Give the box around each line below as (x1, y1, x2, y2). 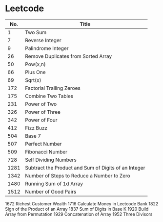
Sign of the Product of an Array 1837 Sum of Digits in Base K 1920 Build (5, 206, 149, 212)
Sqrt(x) (25, 76, 41, 83)
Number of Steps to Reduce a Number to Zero (25, 172, 130, 179)
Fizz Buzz (25, 124, 48, 131)
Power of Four (25, 116, 58, 123)
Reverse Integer (25, 37, 61, 44)
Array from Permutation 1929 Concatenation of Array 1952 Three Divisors (5, 211, 153, 217)
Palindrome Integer (25, 45, 69, 51)
